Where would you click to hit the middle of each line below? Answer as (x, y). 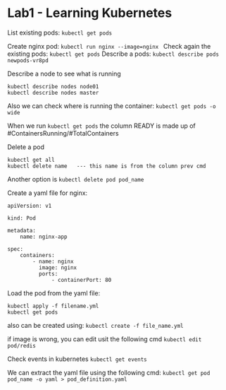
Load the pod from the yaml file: (54, 293)
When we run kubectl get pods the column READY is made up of (101, 126)
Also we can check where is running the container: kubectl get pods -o (112, 106)
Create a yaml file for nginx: (48, 193)
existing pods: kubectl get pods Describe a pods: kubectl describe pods (113, 54)
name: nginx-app (44, 237)
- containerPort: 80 (82, 280)
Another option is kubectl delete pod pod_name (76, 179)
